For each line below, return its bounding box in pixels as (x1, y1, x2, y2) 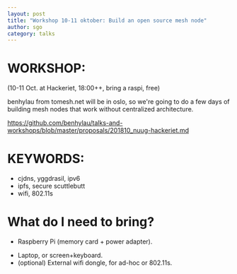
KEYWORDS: (7, 151, 85, 167)
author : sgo (7, 23, 42, 30)
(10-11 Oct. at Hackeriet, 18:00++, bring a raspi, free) (7, 84, 161, 93)
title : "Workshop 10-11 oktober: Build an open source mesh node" (7, 17, 207, 24)
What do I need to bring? (7, 214, 154, 230)
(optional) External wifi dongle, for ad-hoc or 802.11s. (17, 258, 173, 267)
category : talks (7, 30, 55, 37)
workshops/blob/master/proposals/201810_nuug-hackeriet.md (7, 126, 190, 135)
